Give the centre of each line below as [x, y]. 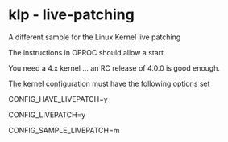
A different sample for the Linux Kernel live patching [95, 37]
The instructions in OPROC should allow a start [86, 52]
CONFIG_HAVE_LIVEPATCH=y [58, 99]
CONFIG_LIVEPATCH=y [47, 115]
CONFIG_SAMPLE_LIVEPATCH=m [64, 130]
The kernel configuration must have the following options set [109, 83]
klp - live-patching [71, 15]
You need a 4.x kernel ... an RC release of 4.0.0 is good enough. [114, 68]
